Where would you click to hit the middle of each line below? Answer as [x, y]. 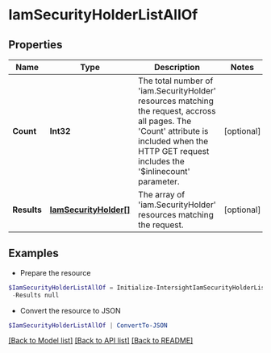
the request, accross [177, 111]
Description [177, 67]
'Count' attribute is [173, 131]
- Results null [35, 295]
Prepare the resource [55, 272]
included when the [173, 141]
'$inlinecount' [164, 171]
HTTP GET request [174, 151]
